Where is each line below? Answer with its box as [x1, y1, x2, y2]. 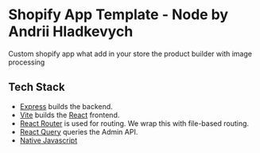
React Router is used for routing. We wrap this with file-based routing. [19, 118, 249, 128]
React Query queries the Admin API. [19, 127, 138, 136]
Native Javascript [19, 135, 78, 145]
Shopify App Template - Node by [8, 6, 229, 24]
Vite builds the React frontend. [19, 110, 120, 120]
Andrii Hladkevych [8, 22, 134, 41]
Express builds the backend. [19, 101, 113, 111]
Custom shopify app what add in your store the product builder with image [8, 49, 253, 58]
